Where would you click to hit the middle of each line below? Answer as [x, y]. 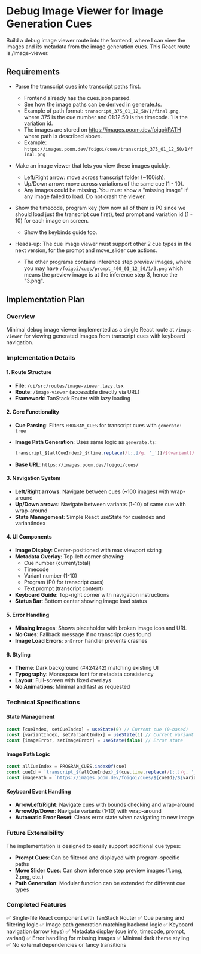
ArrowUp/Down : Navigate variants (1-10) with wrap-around [88, 811]
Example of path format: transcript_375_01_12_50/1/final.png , [102, 110]
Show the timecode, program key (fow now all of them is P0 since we [100, 208]
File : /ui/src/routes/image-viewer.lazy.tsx [69, 385]
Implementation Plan [46, 300]
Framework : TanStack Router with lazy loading [73, 398]
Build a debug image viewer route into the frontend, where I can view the [96, 40]
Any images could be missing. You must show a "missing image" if [106, 190]
